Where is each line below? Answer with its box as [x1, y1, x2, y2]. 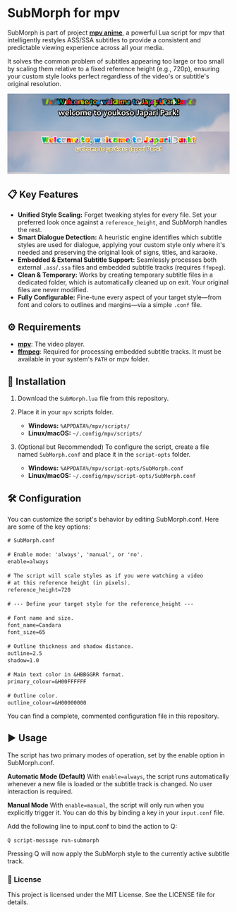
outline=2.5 [7, 649, 42, 657]
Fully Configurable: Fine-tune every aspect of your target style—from [17, 293, 222, 301]
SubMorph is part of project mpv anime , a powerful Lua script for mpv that [7, 28, 225, 37]
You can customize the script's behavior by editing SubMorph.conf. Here [7, 515, 219, 523]
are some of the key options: [7, 522, 90, 531]
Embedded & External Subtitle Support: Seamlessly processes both [17, 256, 217, 264]
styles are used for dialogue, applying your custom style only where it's [17, 241, 226, 249]
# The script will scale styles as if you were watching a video [7, 572, 203, 580]
